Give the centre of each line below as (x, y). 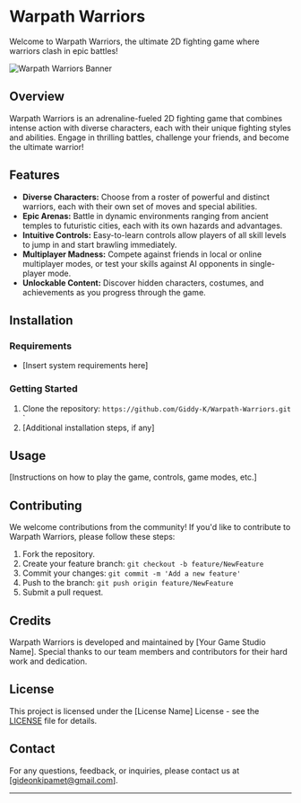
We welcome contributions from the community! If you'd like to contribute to (150, 527)
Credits (30, 620)
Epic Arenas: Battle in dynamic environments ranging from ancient (145, 216)
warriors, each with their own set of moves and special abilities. (140, 206)
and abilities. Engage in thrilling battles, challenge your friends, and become (149, 137)
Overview (37, 97)
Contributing (46, 505)
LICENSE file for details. (53, 720)
